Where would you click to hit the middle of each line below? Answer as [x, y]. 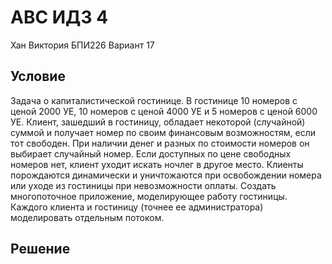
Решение [40, 249]
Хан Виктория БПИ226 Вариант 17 [82, 45]
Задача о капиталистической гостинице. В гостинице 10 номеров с [154, 100]
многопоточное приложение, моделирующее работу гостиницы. [149, 196]
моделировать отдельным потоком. [87, 217]
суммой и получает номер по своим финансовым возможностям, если [163, 132]
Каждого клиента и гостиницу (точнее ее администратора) [137, 207]
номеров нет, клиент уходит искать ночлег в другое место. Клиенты [157, 164]
